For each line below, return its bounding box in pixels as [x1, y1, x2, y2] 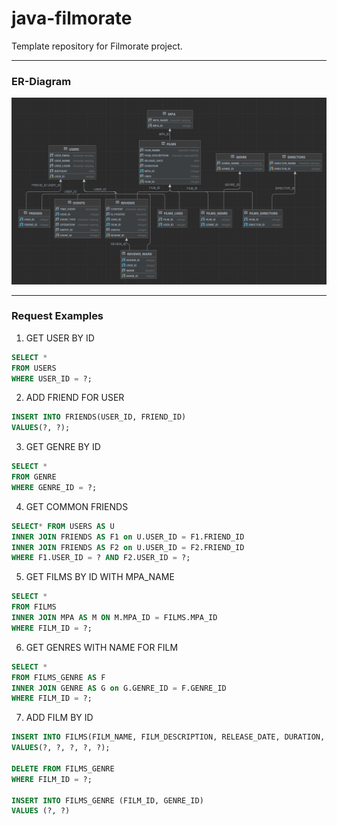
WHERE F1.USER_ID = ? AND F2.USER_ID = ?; [11, 553, 191, 563]
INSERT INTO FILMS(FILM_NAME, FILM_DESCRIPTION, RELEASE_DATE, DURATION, [11, 732, 326, 742]
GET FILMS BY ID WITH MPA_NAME [25, 571, 175, 583]
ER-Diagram [11, 74, 72, 88]
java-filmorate [11, 7, 133, 30]
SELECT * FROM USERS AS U [11, 521, 115, 531]
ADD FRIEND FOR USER [25, 392, 125, 404]
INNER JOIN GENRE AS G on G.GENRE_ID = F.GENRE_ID [11, 683, 227, 693]
